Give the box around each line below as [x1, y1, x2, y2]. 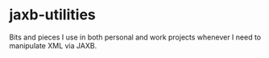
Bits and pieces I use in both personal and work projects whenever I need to [9, 32, 261, 42]
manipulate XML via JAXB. [9, 40, 97, 50]
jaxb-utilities [9, 6, 96, 24]
